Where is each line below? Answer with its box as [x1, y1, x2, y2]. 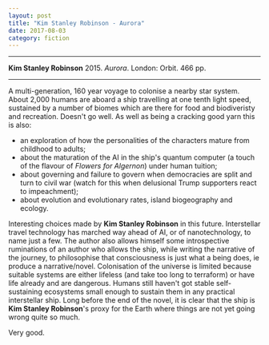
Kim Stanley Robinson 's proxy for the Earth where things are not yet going [8, 304, 255, 314]
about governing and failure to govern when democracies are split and [19, 169, 252, 180]
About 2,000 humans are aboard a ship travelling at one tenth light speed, [8, 95, 252, 105]
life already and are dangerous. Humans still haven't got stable [8, 279, 215, 288]
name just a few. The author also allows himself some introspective [8, 236, 230, 246]
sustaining [8, 287, 42, 296]
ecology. [19, 204, 50, 213]
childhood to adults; [19, 145, 86, 154]
